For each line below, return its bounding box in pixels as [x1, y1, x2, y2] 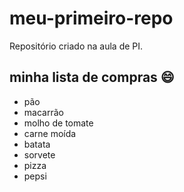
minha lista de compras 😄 [9, 69, 175, 86]
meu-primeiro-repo [9, 7, 174, 30]
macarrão [23, 106, 64, 118]
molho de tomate [23, 117, 94, 129]
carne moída [23, 127, 77, 139]
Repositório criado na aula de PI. [9, 40, 144, 52]
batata [23, 138, 51, 150]
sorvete [23, 148, 56, 161]
